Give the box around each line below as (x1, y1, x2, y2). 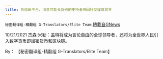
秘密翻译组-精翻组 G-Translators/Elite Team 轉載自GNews (5, 21, 120, 27)
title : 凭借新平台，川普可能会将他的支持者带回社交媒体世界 (5, 7, 112, 12)
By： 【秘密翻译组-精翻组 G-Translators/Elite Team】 (5, 48, 112, 54)
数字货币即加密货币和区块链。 (9, 38, 70, 44)
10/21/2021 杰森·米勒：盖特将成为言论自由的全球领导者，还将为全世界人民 (5, 31, 154, 37)
